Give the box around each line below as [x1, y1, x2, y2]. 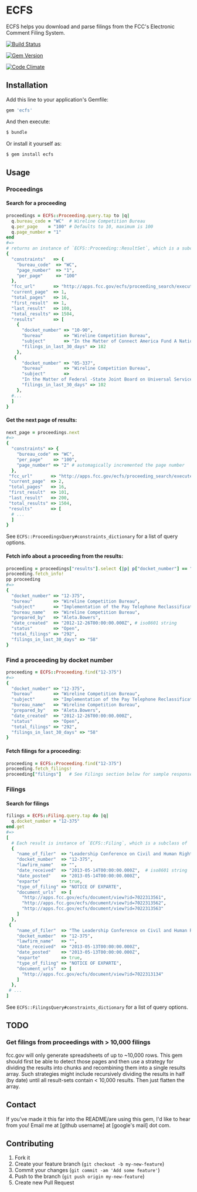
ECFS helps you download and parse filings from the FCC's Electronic [6, 23, 175, 30]
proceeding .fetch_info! [6, 571, 64, 577]
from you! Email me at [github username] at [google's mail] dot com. [6, 1122, 171, 1129]
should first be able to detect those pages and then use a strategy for [6, 1058, 174, 1065]
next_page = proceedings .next [6, 429, 80, 435]
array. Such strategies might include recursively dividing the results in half [6, 1070, 185, 1077]
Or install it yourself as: [6, 140, 62, 147]
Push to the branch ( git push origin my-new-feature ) [14, 1173, 145, 1180]
